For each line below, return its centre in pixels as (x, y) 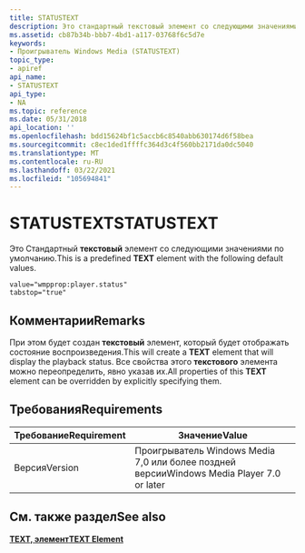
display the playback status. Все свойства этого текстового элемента (144, 362)
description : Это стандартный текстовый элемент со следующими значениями (154, 26)
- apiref (26, 69)
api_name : (28, 77)
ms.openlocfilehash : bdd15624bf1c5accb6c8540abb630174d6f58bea (132, 136)
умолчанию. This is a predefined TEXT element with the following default (147, 258)
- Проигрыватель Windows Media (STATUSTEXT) (95, 52)
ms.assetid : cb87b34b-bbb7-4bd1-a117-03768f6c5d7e (107, 35)
